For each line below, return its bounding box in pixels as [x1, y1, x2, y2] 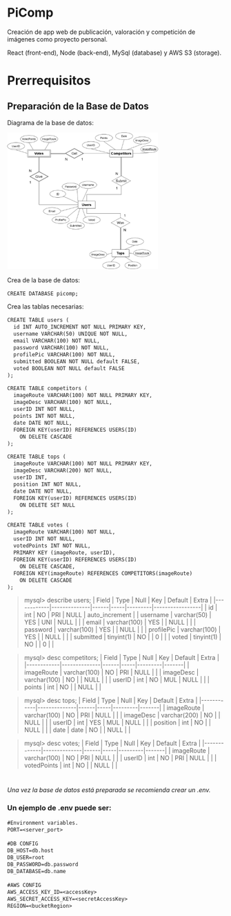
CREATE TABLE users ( [7, 317, 70, 324]
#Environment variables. [7, 819, 79, 826]
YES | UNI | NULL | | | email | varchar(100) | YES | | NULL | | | [23, 618, 197, 627]
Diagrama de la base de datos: [7, 118, 94, 127]
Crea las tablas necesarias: [7, 302, 84, 311]
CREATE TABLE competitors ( [7, 385, 88, 392]
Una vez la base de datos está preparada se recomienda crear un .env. [7, 785, 211, 794]
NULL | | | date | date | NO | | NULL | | [23, 726, 131, 734]
